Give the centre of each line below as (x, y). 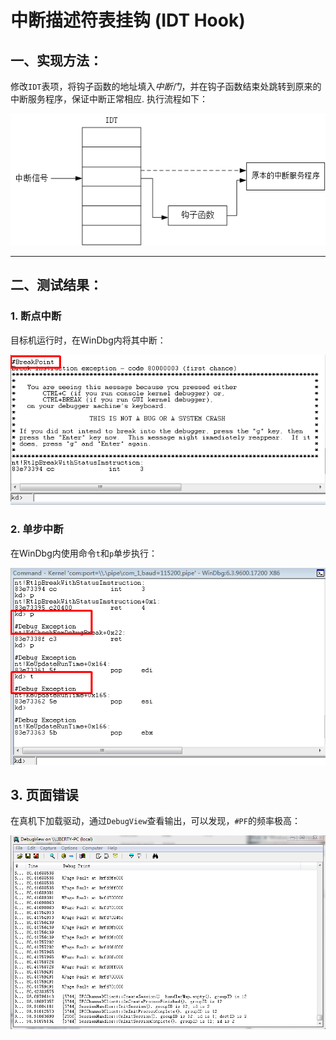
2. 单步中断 (37, 529)
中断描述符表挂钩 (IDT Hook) (128, 20)
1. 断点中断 (36, 316)
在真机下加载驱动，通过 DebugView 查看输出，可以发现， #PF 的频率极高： (155, 821)
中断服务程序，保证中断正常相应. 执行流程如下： (109, 99)
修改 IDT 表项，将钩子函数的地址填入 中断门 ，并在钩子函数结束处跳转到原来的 (166, 86)
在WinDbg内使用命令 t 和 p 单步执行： (84, 553)
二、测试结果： (56, 285)
